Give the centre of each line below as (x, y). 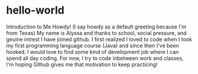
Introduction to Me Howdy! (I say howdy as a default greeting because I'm (96, 27)
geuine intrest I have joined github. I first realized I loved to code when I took (99, 39)
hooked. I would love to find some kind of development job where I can (92, 52)
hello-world (35, 10)
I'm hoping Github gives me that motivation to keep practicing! (82, 64)
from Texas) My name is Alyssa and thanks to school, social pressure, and (97, 33)
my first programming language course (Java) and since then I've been (92, 46)
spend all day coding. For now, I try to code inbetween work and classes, (95, 58)
